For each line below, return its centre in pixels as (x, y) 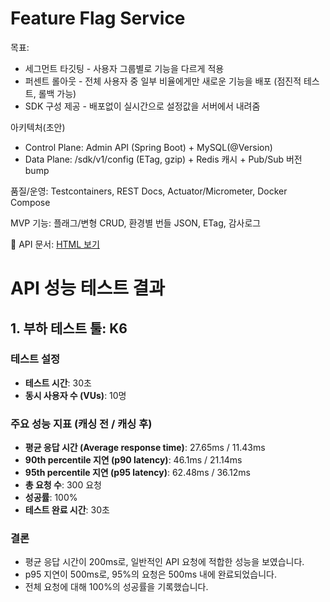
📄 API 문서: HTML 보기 (55, 244)
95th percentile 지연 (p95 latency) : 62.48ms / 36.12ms (138, 473)
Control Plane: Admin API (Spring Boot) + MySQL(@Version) (148, 147)
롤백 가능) (57, 93)
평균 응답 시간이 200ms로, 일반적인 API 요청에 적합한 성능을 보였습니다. (164, 562)
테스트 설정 (35, 359)
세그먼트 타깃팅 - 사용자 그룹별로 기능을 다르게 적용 (124, 68)
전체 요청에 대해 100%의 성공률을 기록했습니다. (116, 587)
